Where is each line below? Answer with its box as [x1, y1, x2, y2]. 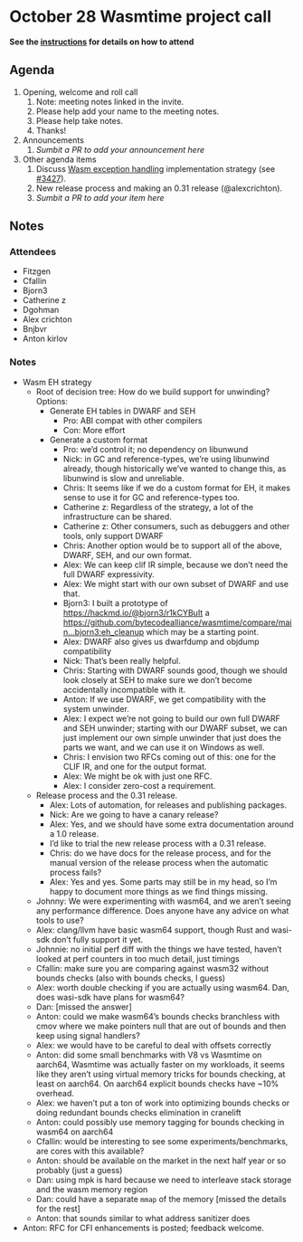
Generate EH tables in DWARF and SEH [49, 405, 196, 416]
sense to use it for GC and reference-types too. [62, 491, 240, 503]
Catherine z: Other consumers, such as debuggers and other [62, 520, 290, 531]
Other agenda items [22, 154, 97, 165]
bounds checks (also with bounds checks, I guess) [35, 972, 226, 983]
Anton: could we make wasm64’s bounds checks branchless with [35, 1010, 280, 1021]
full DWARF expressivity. [62, 568, 156, 580]
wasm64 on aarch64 [35, 1126, 114, 1137]
